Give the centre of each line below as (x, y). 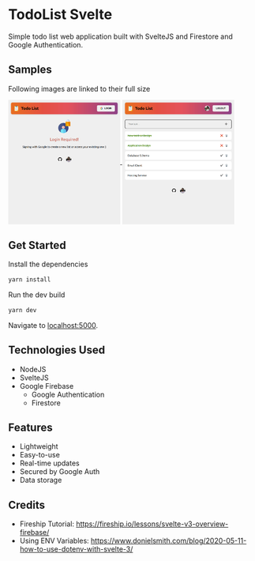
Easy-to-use (40, 455)
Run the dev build (37, 295)
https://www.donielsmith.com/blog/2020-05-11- (169, 541)
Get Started (37, 245)
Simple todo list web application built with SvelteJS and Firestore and (120, 36)
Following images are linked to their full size (79, 88)
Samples (30, 70)
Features (30, 427)
